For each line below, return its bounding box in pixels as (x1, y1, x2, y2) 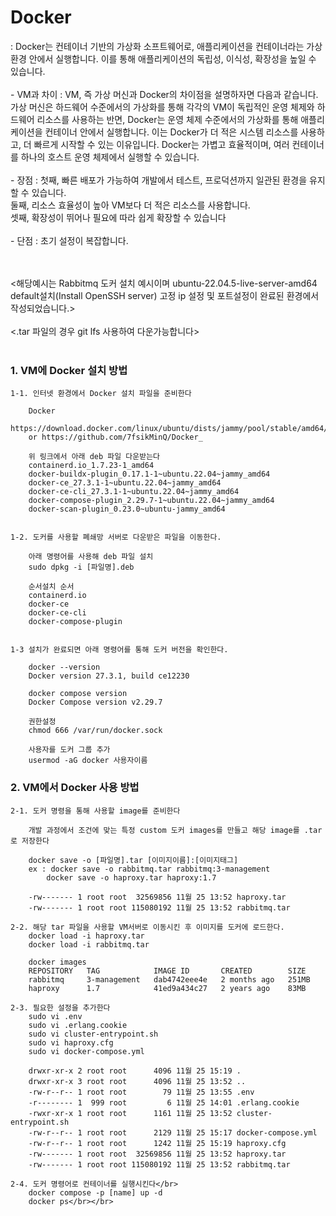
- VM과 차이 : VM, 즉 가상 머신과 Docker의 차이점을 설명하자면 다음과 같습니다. (10, 88, 319, 100)
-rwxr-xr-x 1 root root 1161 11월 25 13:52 (28, 1108, 233, 1118)
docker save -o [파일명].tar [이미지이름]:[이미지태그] (28, 855, 239, 865)
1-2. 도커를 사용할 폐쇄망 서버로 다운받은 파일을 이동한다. (10, 532, 222, 543)
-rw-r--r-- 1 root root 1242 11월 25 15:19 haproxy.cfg (28, 1138, 287, 1148)
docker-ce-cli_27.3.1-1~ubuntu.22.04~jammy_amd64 (28, 487, 240, 497)
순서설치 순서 (28, 582, 75, 592)
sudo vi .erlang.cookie (28, 1020, 128, 1030)
